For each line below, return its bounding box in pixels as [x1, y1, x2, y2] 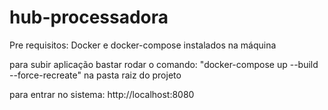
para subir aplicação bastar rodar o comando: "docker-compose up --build [9, 58, 319, 70]
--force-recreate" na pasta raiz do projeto [9, 69, 182, 81]
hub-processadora [9, 6, 169, 29]
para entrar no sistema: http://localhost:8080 [9, 88, 195, 100]
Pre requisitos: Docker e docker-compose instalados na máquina [9, 39, 277, 51]
